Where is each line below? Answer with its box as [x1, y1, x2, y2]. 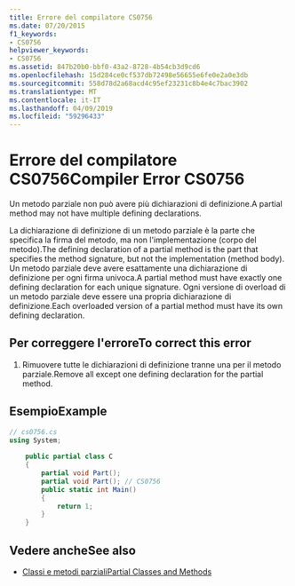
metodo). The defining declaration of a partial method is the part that [9, 244, 259, 255]
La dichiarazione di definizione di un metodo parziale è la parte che [9, 226, 256, 236]
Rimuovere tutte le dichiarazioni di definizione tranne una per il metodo [21, 359, 282, 369]
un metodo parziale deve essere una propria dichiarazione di [9, 291, 232, 302]
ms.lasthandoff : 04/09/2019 [9, 104, 114, 113]
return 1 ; [56, 502, 93, 511]
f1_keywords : [9, 29, 58, 38]
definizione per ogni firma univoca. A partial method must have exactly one [9, 273, 283, 283]
